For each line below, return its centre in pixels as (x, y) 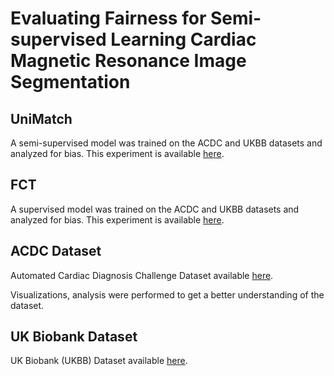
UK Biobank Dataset (74, 337)
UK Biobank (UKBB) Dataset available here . (99, 361)
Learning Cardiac (183, 39)
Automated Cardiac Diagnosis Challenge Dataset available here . (142, 275)
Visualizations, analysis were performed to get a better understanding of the (167, 294)
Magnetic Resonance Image (128, 61)
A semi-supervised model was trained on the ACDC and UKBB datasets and (166, 143)
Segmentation (70, 82)
